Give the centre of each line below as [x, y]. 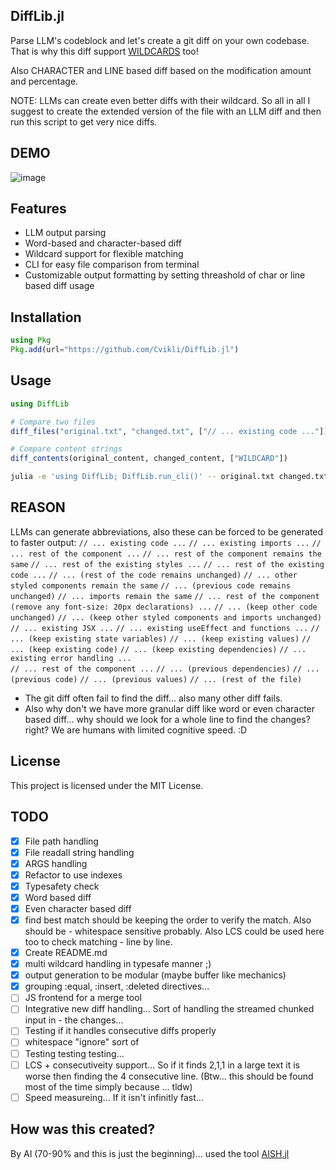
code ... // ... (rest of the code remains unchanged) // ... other [154, 575]
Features [38, 209]
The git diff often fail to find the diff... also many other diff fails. [153, 698]
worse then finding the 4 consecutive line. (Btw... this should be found [169, 1076]
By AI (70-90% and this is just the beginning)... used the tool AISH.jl [150, 1153]
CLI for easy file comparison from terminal [112, 265]
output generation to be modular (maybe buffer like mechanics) [155, 975]
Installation [46, 317]
